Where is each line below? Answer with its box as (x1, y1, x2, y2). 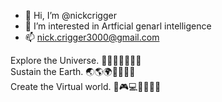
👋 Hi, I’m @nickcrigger (24, 10, 117, 21)
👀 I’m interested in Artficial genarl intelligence (24, 20, 212, 32)
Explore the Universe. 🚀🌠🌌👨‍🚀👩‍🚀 (10, 55, 142, 66)
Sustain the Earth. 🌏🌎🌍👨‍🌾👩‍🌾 (10, 66, 136, 77)
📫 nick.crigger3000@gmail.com (24, 31, 160, 43)
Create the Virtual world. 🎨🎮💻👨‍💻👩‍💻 (10, 81, 162, 92)
